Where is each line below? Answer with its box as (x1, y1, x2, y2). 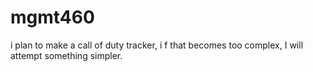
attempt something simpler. (10, 49, 123, 61)
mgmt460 (10, 6, 95, 29)
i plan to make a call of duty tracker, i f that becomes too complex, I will (10, 39, 304, 51)
